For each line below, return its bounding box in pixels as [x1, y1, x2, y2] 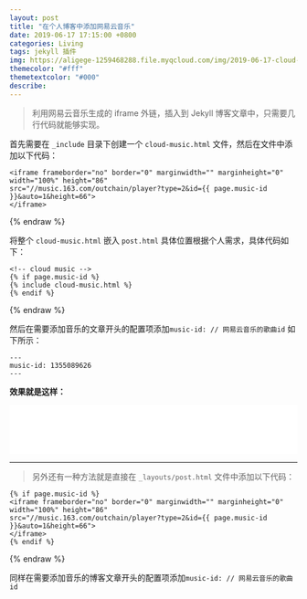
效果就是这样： [9, 385, 66, 397]
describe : [9, 81, 48, 90]
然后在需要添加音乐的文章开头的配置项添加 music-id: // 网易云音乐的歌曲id [9, 323, 286, 334]
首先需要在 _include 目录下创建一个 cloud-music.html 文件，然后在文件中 [9, 138, 285, 149]
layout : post [9, 13, 59, 23]
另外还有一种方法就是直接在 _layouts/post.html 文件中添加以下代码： [31, 471, 295, 482]
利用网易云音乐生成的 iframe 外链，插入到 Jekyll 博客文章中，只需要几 [31, 107, 296, 119]
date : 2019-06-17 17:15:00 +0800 [9, 30, 137, 39]
